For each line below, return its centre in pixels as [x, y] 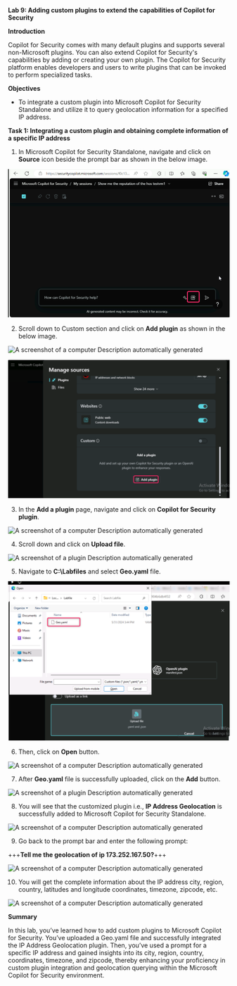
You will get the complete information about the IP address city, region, [121, 882]
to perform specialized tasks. [50, 75]
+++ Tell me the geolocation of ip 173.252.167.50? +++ [87, 854]
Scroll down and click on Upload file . [72, 544]
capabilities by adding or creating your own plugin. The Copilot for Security [117, 60]
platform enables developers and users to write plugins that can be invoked [117, 67]
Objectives [24, 88]
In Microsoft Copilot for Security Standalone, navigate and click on [114, 152]
